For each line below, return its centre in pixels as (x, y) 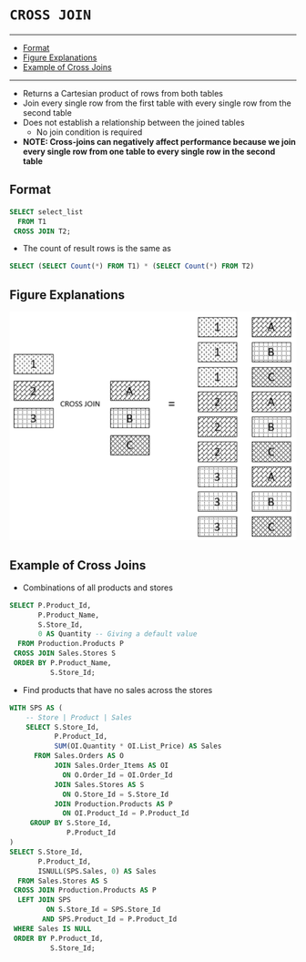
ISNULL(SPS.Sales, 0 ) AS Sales (97, 871)
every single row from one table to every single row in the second (149, 151)
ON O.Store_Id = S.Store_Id (116, 794)
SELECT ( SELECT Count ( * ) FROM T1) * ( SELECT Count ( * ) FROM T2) (132, 266)
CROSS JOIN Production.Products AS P (85, 890)
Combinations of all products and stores (97, 588)
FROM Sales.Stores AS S (62, 881)
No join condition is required (89, 132)
